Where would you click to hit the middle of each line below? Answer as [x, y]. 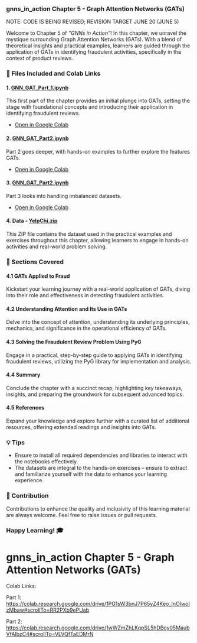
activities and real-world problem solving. [57, 246]
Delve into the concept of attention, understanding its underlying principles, [98, 322]
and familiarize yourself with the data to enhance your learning [91, 474]
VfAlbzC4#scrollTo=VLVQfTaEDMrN [50, 634]
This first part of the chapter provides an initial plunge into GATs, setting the [98, 101]
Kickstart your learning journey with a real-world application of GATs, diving [98, 289]
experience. [29, 480]
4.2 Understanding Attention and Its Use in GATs [67, 308]
